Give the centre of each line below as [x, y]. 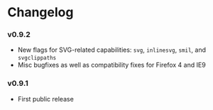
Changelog [40, 12]
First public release [46, 99]
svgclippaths [37, 58]
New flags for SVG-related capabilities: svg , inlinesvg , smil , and [112, 50]
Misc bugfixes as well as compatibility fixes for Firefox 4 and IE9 [111, 65]
